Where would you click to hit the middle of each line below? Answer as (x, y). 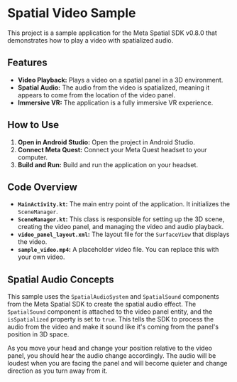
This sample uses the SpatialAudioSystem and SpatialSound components (114, 297)
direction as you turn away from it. (57, 371)
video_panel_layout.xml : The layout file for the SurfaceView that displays (123, 234)
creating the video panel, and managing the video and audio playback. (121, 227)
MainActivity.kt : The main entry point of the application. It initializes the (124, 204)
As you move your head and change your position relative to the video (110, 348)
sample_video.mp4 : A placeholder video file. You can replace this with (118, 250)
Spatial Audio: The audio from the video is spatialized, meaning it (114, 87)
